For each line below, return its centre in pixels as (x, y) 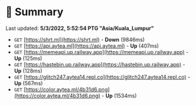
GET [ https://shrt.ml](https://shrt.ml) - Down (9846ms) (79, 39)
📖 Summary (34, 12)
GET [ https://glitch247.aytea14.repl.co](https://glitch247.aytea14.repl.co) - (102, 77)
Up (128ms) (28, 70)
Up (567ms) (28, 83)
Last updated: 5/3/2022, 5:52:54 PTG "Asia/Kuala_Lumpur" (80, 28)
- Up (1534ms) (119, 96)
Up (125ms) (28, 58)
